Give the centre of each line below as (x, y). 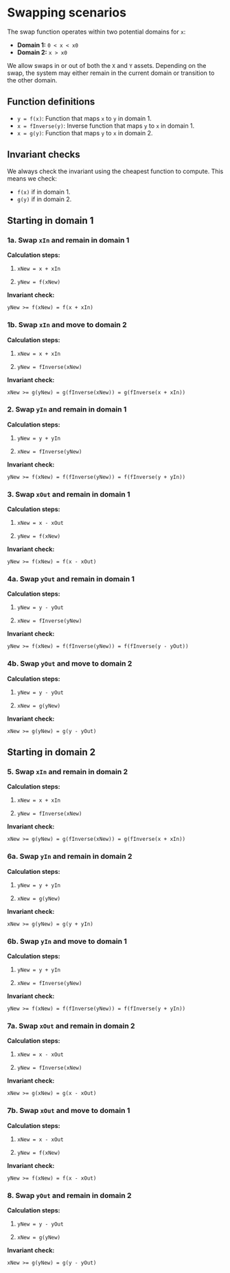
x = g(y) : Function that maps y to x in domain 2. (85, 133)
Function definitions (51, 102)
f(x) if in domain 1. (44, 192)
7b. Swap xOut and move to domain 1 (69, 1111)
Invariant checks (44, 155)
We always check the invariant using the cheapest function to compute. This (115, 171)
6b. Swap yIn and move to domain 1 (67, 941)
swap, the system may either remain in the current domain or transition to (111, 73)
